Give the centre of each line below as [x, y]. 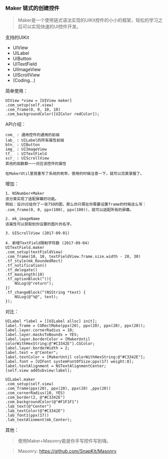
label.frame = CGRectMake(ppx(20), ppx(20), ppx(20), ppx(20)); [75, 326]
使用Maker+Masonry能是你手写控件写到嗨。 [64, 441]
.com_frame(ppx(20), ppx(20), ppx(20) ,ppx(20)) [58, 389]
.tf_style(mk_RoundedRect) [34, 261]
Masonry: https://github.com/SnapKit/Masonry [67, 451]
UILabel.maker [20, 380]
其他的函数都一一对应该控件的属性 [36, 164]
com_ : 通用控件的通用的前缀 [33, 135]
